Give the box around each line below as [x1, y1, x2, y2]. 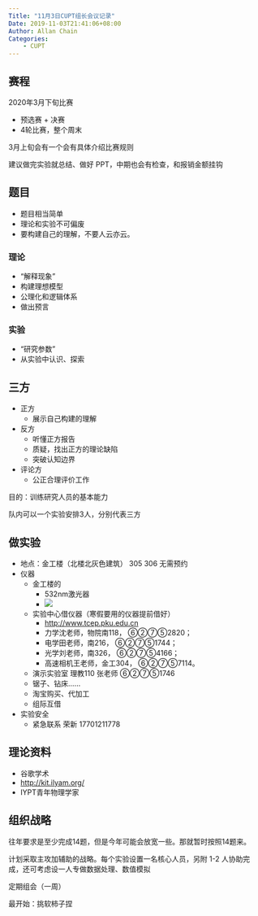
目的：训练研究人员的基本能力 [8, 492, 108, 502]
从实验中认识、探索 [19, 355, 85, 364]
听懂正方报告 [32, 434, 75, 444]
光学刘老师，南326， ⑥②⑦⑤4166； [44, 648, 180, 657]
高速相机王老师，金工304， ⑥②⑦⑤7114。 [44, 658, 200, 668]
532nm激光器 [44, 589, 90, 599]
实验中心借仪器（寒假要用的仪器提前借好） [32, 608, 175, 618]
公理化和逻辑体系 [19, 292, 78, 302]
